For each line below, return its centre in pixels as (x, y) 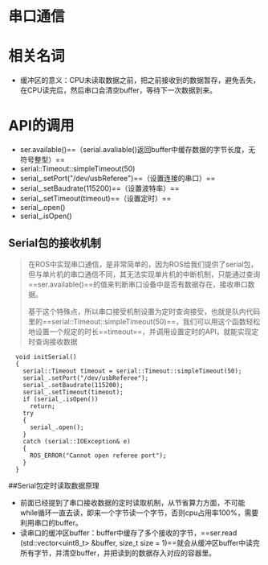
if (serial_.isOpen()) (61, 399)
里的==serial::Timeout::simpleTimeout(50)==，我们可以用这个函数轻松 (144, 321)
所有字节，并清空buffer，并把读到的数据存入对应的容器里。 (118, 553)
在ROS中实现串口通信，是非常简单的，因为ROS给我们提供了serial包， (143, 264)
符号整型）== (43, 160)
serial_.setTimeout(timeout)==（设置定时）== (95, 199)
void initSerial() (47, 357)
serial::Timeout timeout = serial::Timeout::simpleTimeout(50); (132, 371)
